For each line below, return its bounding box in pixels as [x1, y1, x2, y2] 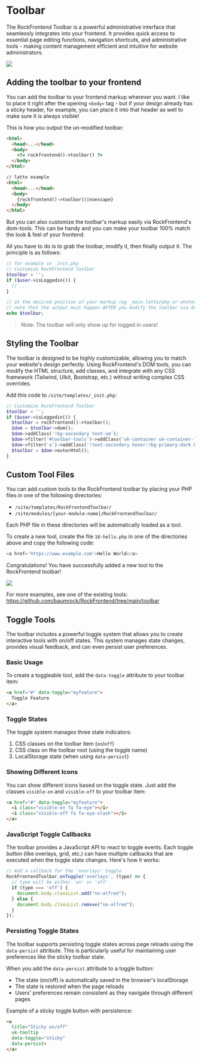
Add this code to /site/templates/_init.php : [6, 391, 117, 399]
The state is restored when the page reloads [14, 983, 124, 990]
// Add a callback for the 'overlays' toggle [6, 868, 121, 874]
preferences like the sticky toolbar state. [6, 953, 106, 960]
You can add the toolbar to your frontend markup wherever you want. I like [6, 93, 190, 101]
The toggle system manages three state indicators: [6, 728, 132, 736]
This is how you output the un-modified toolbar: [6, 124, 124, 131]
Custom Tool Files [6, 469, 75, 479]
